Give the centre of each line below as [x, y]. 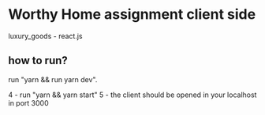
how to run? [38, 61]
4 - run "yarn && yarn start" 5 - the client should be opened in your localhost [132, 95]
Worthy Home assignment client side [132, 14]
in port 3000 [28, 102]
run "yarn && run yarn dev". [53, 79]
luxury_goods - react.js [45, 36]
